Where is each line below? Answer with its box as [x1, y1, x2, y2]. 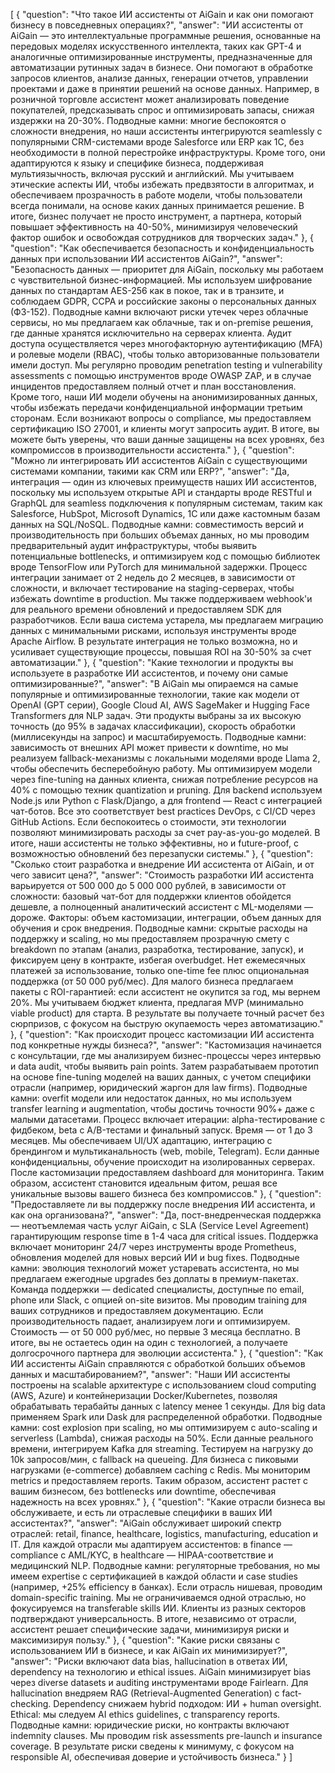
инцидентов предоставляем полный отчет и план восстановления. [10, 380, 297, 392]
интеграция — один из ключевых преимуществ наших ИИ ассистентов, [10, 476, 317, 488]
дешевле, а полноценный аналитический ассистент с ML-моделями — [10, 901, 313, 913]
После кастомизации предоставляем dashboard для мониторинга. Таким [10, 1167, 325, 1178]
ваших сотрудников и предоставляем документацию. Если [10, 1305, 264, 1316]
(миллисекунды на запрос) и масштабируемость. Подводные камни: [10, 731, 307, 743]
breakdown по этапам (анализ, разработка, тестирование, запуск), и [10, 944, 304, 955]
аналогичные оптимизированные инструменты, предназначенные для [10, 51, 313, 63]
